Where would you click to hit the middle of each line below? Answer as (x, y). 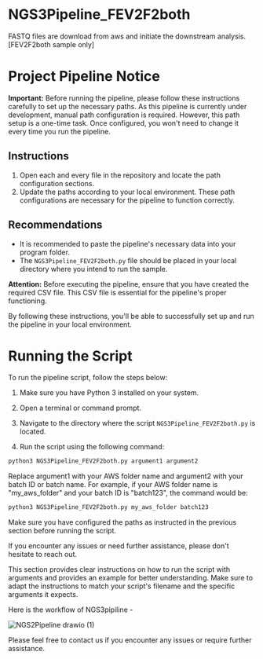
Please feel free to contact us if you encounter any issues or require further (130, 640)
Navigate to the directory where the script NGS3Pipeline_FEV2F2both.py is (137, 423)
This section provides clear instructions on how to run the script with (119, 569)
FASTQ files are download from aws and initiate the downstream (112, 36)
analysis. (231, 36)
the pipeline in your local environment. (70, 324)
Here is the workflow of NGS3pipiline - (71, 610)
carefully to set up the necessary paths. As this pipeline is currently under (128, 106)
